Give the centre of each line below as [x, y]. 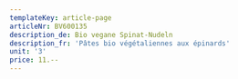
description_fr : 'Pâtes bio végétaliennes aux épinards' [120, 43]
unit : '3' [28, 52]
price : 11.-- [34, 60]
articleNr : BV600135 [49, 26]
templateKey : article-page [61, 18]
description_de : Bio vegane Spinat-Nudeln [91, 35]
